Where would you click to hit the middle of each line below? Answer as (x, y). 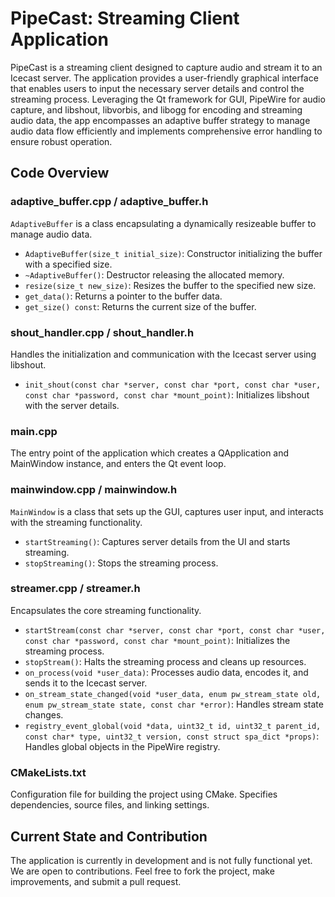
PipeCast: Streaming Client (125, 18)
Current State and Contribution (109, 836)
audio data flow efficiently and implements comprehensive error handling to (166, 131)
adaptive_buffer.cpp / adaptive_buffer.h (109, 202)
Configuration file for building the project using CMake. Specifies (144, 794)
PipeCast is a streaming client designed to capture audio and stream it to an (166, 67)
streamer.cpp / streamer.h (75, 589)
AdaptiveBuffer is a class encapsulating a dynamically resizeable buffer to (163, 223)
